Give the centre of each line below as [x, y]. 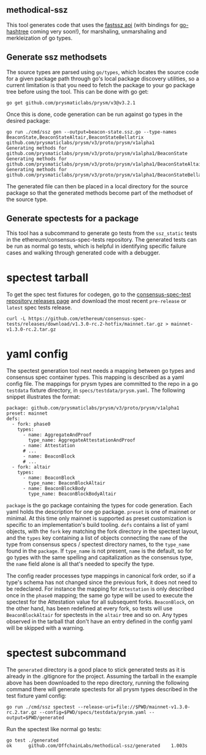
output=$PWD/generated [35, 718]
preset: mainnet [27, 413]
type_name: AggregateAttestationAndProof [82, 440]
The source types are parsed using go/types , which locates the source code [103, 72]
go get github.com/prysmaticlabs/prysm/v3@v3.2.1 [71, 103]
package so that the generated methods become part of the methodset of [100, 193]
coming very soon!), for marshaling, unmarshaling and [98, 31]
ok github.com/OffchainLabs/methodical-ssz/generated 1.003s [97, 746]
